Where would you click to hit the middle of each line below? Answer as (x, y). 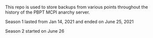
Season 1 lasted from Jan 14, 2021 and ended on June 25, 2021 (69, 22)
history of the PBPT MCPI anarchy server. (48, 12)
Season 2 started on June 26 (35, 31)
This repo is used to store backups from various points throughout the (77, 7)
